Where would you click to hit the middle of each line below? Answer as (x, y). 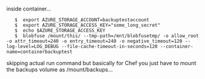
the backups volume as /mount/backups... (60, 70)
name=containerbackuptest (39, 52)
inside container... (29, 9)
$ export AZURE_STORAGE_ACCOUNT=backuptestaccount (82, 20)
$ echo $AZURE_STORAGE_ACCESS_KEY (60, 30)
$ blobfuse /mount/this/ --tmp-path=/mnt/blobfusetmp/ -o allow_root (107, 36)
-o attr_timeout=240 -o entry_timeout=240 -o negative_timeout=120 (95, 41)
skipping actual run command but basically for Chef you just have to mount (101, 63)
